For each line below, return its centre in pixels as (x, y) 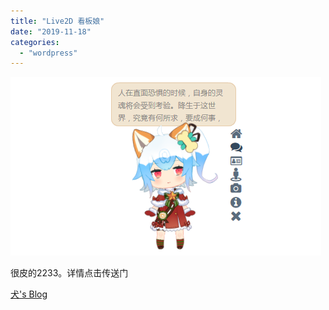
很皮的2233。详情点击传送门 (69, 273)
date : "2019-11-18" (51, 31)
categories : (35, 42)
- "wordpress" (48, 53)
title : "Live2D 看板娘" (57, 21)
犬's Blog (29, 294)
